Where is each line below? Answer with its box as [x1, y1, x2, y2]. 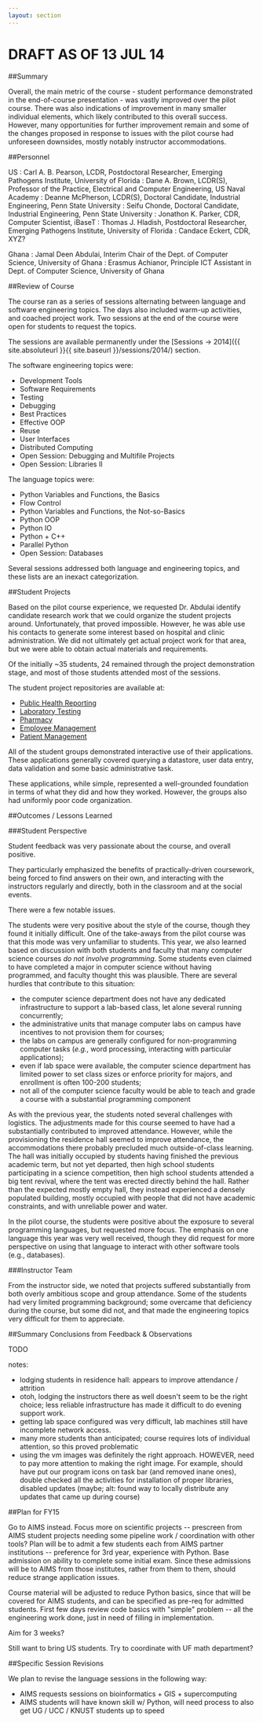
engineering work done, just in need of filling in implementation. [8, 1613, 214, 1622]
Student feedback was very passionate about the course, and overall [8, 841, 232, 850]
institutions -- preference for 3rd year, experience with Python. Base [8, 1547, 229, 1557]
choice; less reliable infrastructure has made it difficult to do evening [19, 1400, 242, 1409]
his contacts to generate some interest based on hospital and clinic [8, 627, 225, 637]
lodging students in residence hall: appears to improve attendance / [19, 1375, 239, 1384]
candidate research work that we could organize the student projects [8, 610, 232, 620]
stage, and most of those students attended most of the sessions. [8, 668, 221, 677]
